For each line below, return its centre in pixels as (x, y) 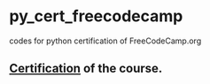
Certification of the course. (86, 69)
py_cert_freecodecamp (96, 16)
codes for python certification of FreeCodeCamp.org (105, 41)
